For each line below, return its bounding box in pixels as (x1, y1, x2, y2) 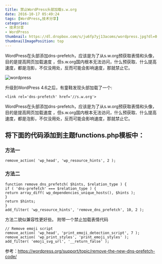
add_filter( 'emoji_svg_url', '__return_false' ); (5, 239, 110, 244)
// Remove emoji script (5, 226, 53, 231)
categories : (5, 20, 29, 26)
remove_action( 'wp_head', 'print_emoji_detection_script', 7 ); (5, 230, 140, 235)
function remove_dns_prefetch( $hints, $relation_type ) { (5, 182, 127, 187)
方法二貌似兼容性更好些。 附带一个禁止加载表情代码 (5, 216, 108, 222)
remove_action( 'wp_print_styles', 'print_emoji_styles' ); (5, 234, 130, 240)
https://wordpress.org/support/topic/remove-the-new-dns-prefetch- (17, 248, 155, 254)
